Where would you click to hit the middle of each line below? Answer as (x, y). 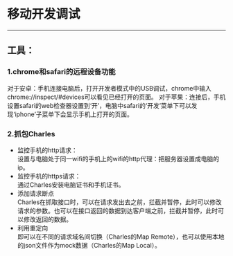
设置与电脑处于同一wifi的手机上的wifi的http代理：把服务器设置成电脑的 (118, 158)
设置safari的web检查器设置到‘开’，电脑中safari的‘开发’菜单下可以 (100, 105)
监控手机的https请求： (49, 176)
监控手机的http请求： (47, 150)
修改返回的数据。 (48, 219)
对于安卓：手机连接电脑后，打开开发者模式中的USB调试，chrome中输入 (109, 88)
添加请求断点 (35, 193)
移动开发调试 (44, 14)
